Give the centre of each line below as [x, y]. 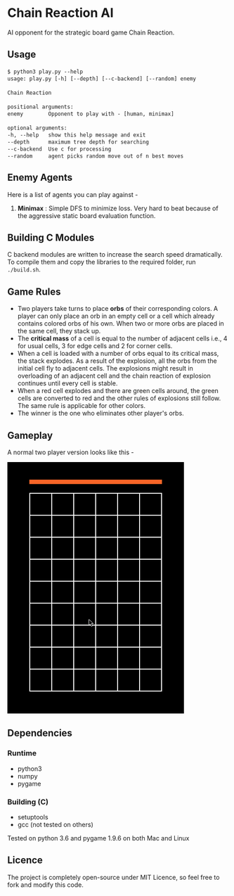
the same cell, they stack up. [59, 331]
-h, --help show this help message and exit [77, 135]
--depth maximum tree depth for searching [78, 142]
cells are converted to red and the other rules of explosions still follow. [119, 398]
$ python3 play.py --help [45, 72]
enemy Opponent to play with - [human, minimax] [91, 114]
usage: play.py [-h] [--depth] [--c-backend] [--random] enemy [102, 79]
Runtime [22, 753]
